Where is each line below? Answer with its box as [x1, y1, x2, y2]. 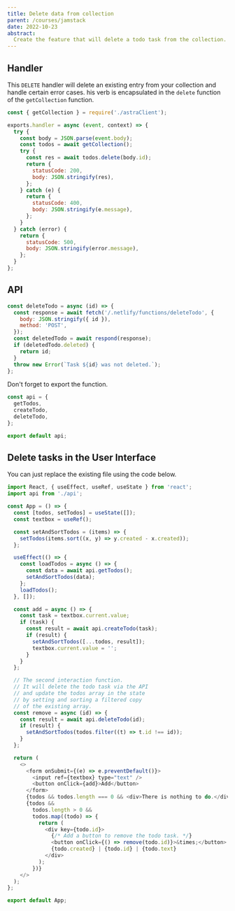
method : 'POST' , [20, 322, 68, 329]
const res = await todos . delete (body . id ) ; [25, 155, 152, 162]
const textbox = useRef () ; [13, 515, 92, 523]
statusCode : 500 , [25, 238, 77, 245]
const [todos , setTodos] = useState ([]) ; [13, 510, 136, 517]
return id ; [20, 347, 52, 355]
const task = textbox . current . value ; [20, 612, 130, 619]
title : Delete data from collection [7, 10, 114, 17]
